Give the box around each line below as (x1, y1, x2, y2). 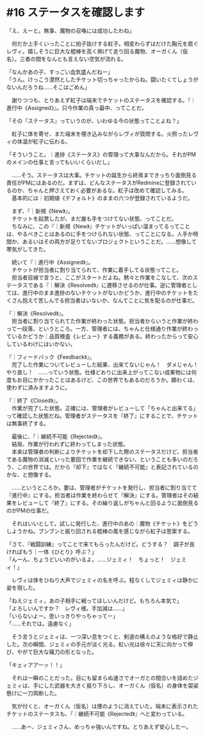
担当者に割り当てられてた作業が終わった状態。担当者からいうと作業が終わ (11, 317, 199, 325)
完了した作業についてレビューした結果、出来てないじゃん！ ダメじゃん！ (11, 361, 199, 368)
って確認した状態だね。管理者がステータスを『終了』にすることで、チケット (6, 412, 198, 419)
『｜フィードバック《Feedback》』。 (6, 353, 95, 361)
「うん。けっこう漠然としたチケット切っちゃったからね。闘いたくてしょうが (6, 76, 199, 83)
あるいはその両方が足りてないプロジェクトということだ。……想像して (22, 238, 197, 245)
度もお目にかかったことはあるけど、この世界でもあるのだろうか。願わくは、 (6, 376, 198, 383)
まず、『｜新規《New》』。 (11, 207, 74, 215)
